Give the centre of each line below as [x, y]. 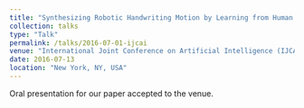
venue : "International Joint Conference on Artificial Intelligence [141, 51]
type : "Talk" [34, 34]
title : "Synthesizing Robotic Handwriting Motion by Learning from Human [152, 18]
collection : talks [44, 26]
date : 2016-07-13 [42, 59]
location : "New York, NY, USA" [68, 68]
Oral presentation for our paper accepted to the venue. [112, 93]
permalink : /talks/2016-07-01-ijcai [78, 43]
